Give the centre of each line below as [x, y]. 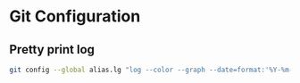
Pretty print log [52, 50]
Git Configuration [75, 17]
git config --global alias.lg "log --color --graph [107, 70]
